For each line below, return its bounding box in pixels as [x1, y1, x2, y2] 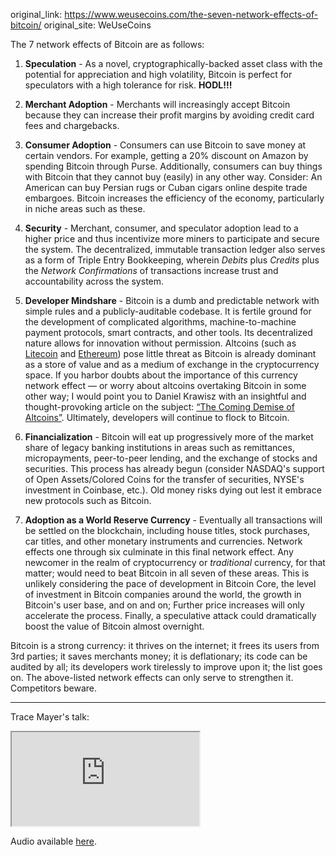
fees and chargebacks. [24, 120, 120, 131]
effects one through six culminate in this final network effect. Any [24, 546, 294, 558]
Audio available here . [10, 835, 97, 847]
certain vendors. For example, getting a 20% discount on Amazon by [24, 150, 309, 161]
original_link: [10, 9, 63, 20]
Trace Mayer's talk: [10, 711, 90, 723]
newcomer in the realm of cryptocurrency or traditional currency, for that [24, 557, 326, 568]
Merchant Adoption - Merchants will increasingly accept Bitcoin [24, 99, 291, 110]
